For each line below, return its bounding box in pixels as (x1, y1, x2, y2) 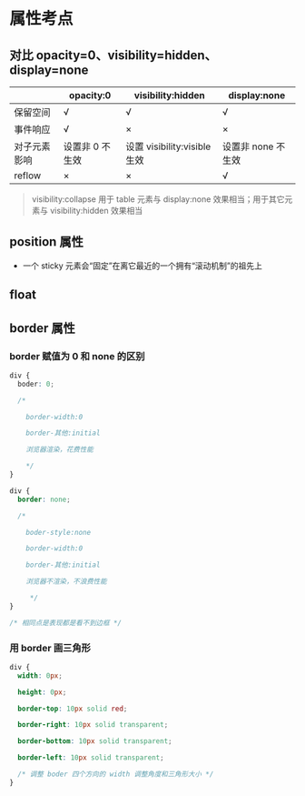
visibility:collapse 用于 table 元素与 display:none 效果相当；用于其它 (31, 194, 285, 205)
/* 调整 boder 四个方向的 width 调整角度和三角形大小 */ (17, 770, 214, 779)
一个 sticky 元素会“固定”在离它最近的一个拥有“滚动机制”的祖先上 (22, 260, 263, 271)
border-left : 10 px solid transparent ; (17, 753, 165, 762)
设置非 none (221, 140, 274, 153)
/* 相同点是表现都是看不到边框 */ (9, 618, 123, 628)
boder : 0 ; (17, 379, 54, 388)
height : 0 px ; (17, 688, 67, 697)
